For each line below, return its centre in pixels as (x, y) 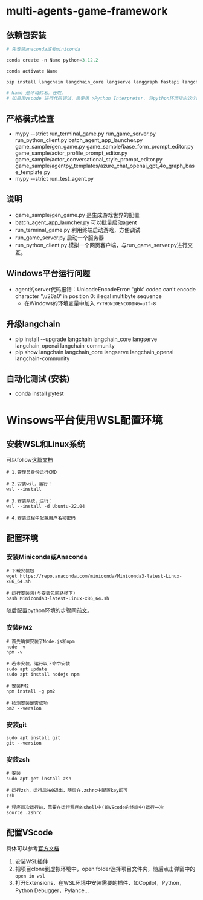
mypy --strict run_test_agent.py (54, 179)
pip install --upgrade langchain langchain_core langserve (86, 339)
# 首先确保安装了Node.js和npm (41, 642)
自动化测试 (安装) (38, 379)
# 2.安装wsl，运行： (29, 484)
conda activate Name (32, 71)
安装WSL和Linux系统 (46, 444)
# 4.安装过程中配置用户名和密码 (41, 518)
